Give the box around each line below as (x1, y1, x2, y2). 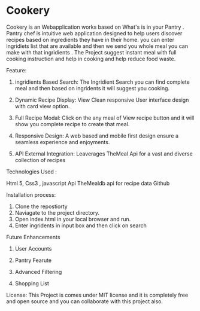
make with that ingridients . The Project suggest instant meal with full (6, 48, 177, 56)
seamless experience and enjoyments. (14, 138, 110, 145)
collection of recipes (14, 156, 66, 163)
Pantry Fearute (14, 257, 52, 264)
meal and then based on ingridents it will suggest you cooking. (14, 84, 169, 92)
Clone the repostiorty (14, 203, 68, 210)
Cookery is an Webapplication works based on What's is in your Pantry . (6, 23, 184, 31)
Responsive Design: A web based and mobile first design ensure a (14, 132, 178, 139)
